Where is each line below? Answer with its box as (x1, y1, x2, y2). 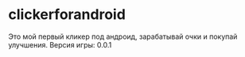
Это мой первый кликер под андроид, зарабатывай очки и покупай (8, 32, 238, 41)
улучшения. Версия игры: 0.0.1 (8, 40, 112, 49)
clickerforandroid (8, 6, 126, 24)
